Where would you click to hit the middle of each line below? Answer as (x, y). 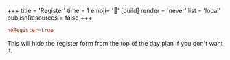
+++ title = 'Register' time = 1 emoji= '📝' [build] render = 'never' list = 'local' (114, 11)
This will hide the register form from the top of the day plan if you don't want (115, 43)
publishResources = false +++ (50, 18)
